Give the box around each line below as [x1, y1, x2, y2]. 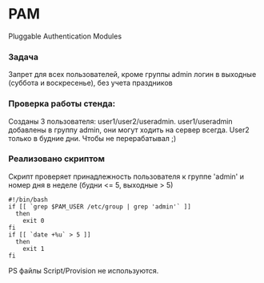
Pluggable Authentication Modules [8, 31, 122, 41]
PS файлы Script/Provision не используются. [8, 265, 159, 275]
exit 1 [22, 245, 45, 253]
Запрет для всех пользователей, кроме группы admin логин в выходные [8, 70, 257, 79]
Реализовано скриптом [8, 153, 106, 164]
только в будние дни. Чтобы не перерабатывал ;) [8, 133, 177, 143]
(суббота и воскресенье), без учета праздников [8, 78, 174, 88]
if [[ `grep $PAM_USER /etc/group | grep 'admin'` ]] [8, 202, 192, 211]
